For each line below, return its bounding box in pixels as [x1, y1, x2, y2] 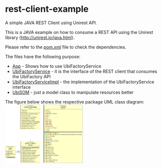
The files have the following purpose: [5, 53, 81, 60]
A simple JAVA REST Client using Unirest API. [5, 20, 97, 26]
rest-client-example [5, 3, 89, 15]
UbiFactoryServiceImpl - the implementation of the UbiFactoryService [12, 79, 154, 85]
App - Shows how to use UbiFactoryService [12, 63, 101, 69]
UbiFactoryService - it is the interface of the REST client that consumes [12, 68, 158, 74]
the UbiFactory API [12, 73, 51, 79]
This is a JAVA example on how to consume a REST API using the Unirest [5, 29, 154, 35]
